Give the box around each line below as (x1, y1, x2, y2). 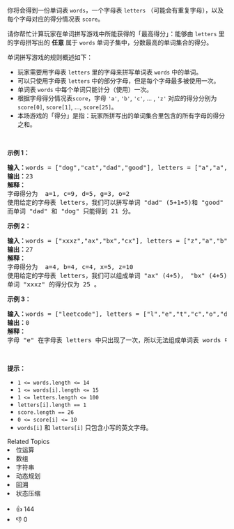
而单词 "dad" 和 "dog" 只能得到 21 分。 (7, 208, 134, 215)
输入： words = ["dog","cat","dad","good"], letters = (7, 164, 192, 171)
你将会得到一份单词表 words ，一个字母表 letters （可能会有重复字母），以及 (7, 6, 224, 14)
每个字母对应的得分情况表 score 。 (7, 15, 104, 23)
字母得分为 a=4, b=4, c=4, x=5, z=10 (7, 263, 134, 270)
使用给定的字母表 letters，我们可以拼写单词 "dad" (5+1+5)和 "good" (7, 199, 224, 206)
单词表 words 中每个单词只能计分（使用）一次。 (17, 86, 153, 93)
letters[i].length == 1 (17, 401, 87, 408)
